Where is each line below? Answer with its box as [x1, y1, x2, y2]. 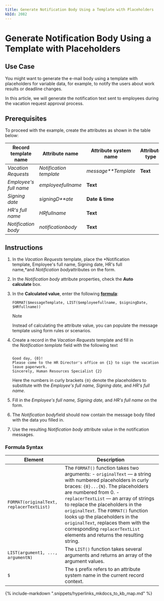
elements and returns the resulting [64, 532, 144, 539]
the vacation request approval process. [5, 100, 84, 106]
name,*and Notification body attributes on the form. [12, 267, 116, 273]
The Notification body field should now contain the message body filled [12, 412, 155, 418]
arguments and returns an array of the [64, 552, 152, 559]
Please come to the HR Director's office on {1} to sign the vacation [12, 361, 159, 365]
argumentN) [7, 555, 33, 561]
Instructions [5, 243, 43, 252]
